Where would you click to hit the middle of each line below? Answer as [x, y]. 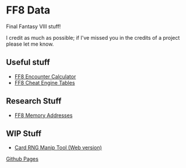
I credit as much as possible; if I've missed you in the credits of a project [93, 37]
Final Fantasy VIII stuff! [34, 26]
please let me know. [30, 44]
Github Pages [22, 159]
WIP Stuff [24, 133]
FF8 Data [28, 10]
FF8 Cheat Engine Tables [45, 83]
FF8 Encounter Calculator [45, 76]
